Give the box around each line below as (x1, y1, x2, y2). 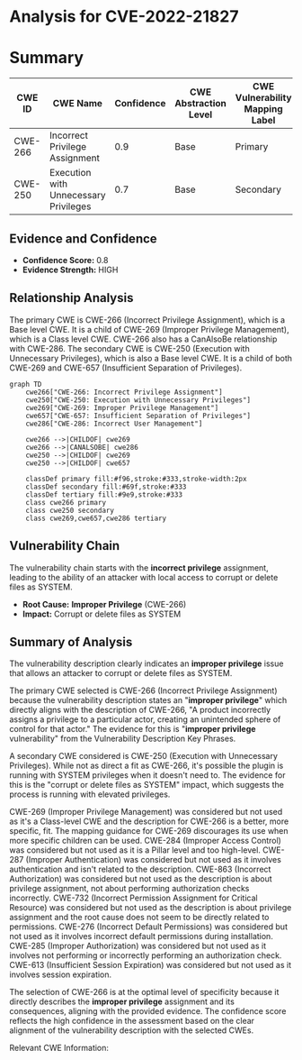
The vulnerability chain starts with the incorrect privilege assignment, (9, 562, 269, 573)
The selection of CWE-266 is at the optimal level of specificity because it (9, 987, 280, 998)
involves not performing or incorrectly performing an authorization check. (9, 950, 282, 961)
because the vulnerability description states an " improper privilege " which (9, 695, 288, 706)
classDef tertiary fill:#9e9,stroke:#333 (25, 489, 182, 499)
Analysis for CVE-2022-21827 (9, 6, 239, 27)
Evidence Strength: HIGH (22, 264, 119, 275)
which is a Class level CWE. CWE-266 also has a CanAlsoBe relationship (9, 334, 278, 344)
